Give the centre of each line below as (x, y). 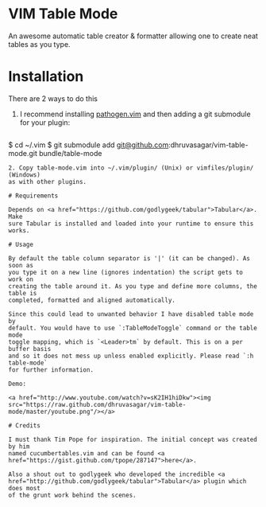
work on (21, 279)
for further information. (51, 370)
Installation (46, 77)
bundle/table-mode (70, 153)
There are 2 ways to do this (53, 98)
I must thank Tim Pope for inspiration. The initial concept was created (133, 439)
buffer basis (30, 349)
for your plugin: (45, 122)
